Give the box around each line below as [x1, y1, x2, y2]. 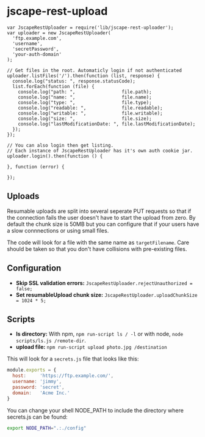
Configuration [7, 263, 62, 274]
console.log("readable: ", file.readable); [18, 105, 164, 111]
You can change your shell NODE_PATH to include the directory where [7, 406, 184, 414]
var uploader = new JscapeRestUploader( [7, 29, 112, 36]
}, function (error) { [7, 163, 65, 170]
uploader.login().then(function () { [7, 153, 103, 159]
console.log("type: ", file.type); [18, 99, 152, 105]
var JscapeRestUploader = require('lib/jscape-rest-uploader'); [7, 24, 174, 31]
